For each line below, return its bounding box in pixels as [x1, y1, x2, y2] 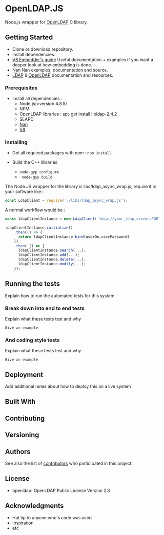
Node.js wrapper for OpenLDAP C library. [5, 19, 88, 25]
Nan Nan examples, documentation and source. [12, 67, 108, 73]
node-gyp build [21, 175, 53, 180]
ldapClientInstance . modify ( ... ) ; [18, 262, 86, 267]
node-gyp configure [19, 170, 60, 175]
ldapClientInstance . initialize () [5, 225, 73, 230]
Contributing [5, 414, 45, 423]
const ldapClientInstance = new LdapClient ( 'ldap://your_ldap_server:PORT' [5, 216, 163, 221]
